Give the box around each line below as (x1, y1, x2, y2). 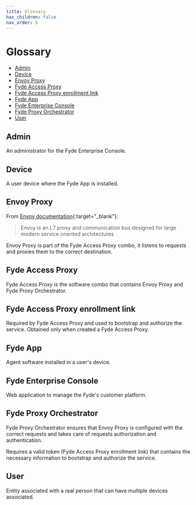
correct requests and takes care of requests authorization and (6, 430, 157, 437)
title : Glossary (6, 8, 46, 15)
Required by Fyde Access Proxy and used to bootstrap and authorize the (6, 319, 182, 327)
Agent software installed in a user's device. (6, 359, 111, 366)
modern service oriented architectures (20, 230, 114, 237)
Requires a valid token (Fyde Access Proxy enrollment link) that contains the (6, 448, 191, 455)
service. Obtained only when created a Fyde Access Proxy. (6, 326, 150, 333)
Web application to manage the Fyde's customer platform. (6, 391, 147, 398)
